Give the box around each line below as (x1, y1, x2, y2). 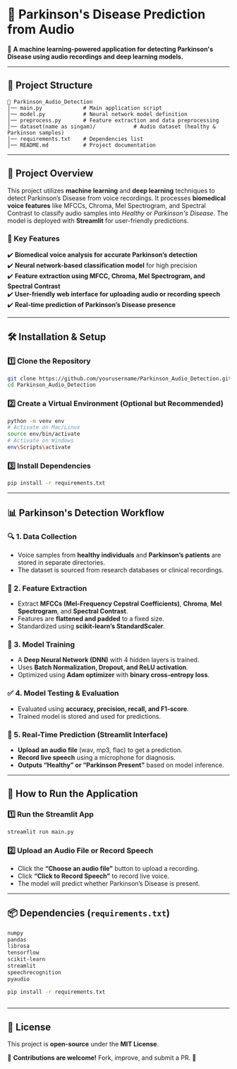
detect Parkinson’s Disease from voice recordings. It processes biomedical (7, 194, 226, 202)
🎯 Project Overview (7, 168, 94, 180)
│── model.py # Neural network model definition (7, 110, 188, 117)
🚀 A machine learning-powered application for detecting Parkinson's (7, 45, 214, 53)
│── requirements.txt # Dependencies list (7, 135, 143, 142)
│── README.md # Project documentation (7, 141, 157, 149)
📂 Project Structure (7, 79, 93, 91)
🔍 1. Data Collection (7, 532, 78, 542)
